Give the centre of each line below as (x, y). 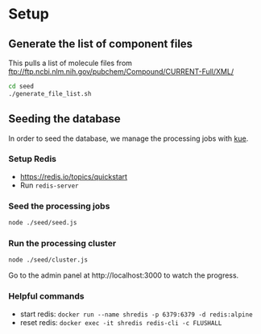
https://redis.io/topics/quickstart (73, 176)
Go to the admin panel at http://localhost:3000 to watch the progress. (124, 275)
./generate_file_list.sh (50, 93)
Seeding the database (64, 119)
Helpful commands (46, 296)
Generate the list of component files (101, 44)
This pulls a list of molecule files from (70, 63)
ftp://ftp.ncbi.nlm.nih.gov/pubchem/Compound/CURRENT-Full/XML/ (121, 72)
